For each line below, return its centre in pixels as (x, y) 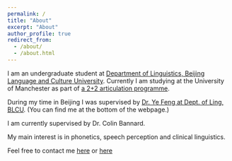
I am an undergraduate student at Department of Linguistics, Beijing (106, 73)
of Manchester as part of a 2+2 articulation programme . (88, 88)
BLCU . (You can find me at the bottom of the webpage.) (88, 109)
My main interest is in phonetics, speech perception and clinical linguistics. (117, 137)
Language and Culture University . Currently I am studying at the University (116, 80)
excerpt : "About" (33, 27)
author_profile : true (39, 34)
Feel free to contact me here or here (60, 150)
